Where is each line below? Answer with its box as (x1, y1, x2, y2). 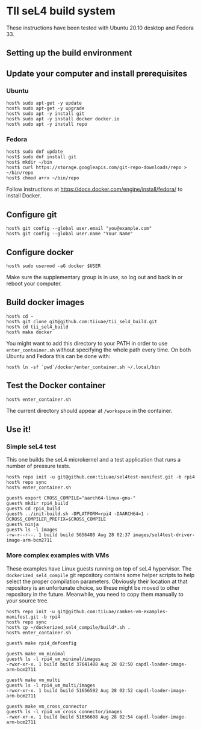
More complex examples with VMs (6, 551, 110, 560)
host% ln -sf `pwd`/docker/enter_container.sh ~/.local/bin (6, 364, 161, 370)
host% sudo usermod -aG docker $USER (6, 263, 101, 269)
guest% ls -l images (6, 527, 58, 533)
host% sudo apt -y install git (6, 111, 85, 117)
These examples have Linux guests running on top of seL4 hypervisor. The (6, 565, 192, 572)
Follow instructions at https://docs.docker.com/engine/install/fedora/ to (6, 185, 183, 193)
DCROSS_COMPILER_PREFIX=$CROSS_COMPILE (6, 516, 107, 522)
